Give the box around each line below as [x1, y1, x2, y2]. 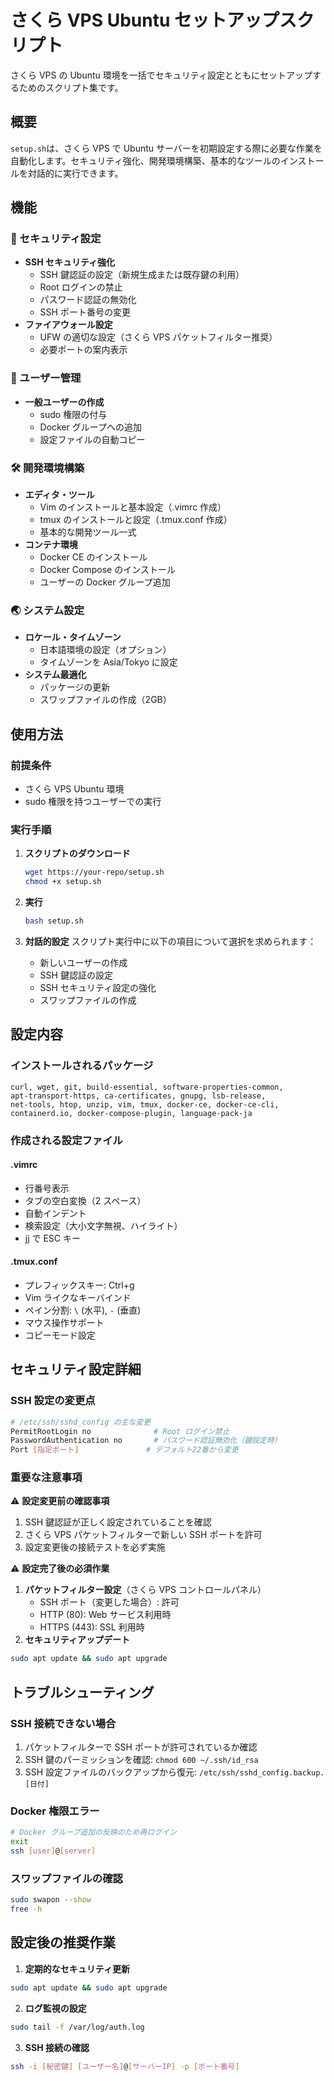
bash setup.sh [24, 916, 84, 926]
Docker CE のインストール [39, 551, 148, 563]
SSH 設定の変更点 [10, 1394, 96, 1408]
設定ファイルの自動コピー [39, 433, 146, 445]
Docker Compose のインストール [39, 564, 176, 576]
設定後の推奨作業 [10, 1934, 116, 1951]
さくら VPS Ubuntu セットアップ [10, 9, 280, 32]
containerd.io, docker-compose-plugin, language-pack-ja [10, 1108, 253, 1118]
